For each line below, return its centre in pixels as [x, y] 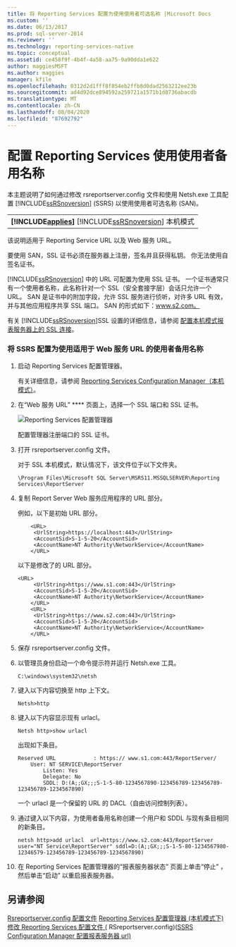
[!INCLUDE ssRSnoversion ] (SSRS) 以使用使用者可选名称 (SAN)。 [109, 203]
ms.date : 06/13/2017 [38, 27]
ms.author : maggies [36, 73]
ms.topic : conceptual [39, 54]
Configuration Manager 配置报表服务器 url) [69, 936]
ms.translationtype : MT [42, 99]
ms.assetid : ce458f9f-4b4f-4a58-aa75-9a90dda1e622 [83, 60]
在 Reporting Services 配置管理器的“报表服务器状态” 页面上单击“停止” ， [122, 866]
